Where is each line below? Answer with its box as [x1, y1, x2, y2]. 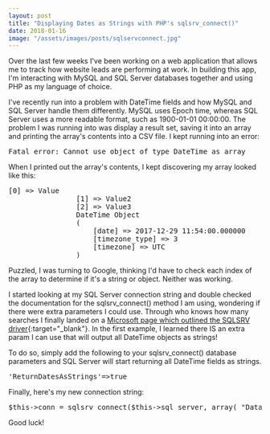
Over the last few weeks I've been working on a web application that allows [8, 56, 258, 66]
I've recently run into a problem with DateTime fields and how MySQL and [8, 97, 252, 107]
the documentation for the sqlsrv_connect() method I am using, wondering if [8, 298, 261, 308]
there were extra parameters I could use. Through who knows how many [8, 307, 249, 317]
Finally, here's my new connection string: [8, 387, 145, 397]
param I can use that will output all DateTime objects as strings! [8, 333, 219, 342]
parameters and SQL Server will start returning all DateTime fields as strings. [8, 357, 262, 366]
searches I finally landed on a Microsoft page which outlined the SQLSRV [8, 315, 251, 325]
